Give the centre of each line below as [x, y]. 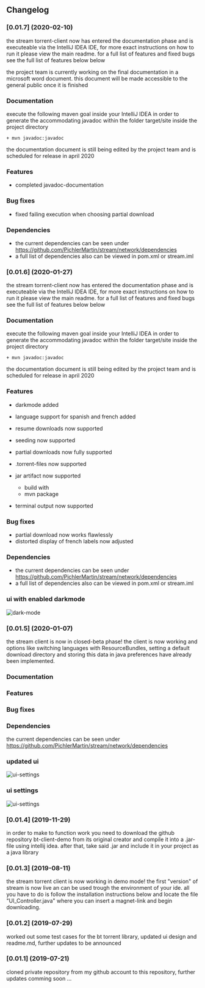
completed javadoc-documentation [59, 185]
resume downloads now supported [59, 428]
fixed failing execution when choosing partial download [85, 214]
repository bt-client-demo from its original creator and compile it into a [95, 839]
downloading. [23, 907]
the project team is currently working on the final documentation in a [92, 72]
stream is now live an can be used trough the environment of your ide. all [98, 888]
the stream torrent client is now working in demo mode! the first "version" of [102, 881]
